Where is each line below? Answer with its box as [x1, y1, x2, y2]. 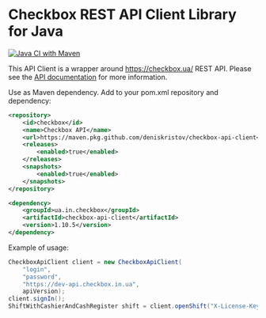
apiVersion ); [22, 287, 66, 296]
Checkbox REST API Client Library [8, 6, 237, 24]
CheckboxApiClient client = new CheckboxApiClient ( [8, 258, 182, 266]
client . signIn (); [8, 295, 66, 303]
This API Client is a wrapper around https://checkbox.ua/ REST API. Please [8, 63, 252, 73]
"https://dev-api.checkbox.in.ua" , [22, 280, 140, 288]
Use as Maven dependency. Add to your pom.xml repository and [8, 87, 219, 97]
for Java [8, 22, 63, 40]
